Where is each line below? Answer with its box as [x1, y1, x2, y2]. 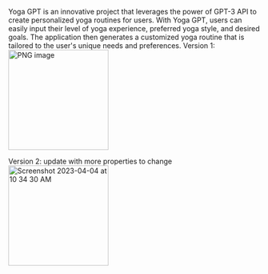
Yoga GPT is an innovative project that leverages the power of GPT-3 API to [8, 7, 258, 16]
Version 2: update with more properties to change [8, 156, 173, 166]
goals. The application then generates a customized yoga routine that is [8, 32, 245, 42]
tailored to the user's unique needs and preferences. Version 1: [8, 41, 215, 50]
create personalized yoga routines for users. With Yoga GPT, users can [8, 15, 242, 25]
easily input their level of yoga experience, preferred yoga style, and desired [8, 24, 260, 33]
